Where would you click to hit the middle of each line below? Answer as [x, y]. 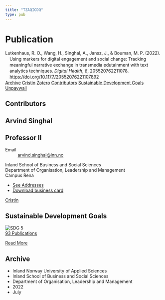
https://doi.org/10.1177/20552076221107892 [54, 77]
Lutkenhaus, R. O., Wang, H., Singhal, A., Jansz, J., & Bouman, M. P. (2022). [83, 53]
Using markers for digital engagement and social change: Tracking [78, 59]
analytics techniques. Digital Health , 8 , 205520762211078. [69, 71]
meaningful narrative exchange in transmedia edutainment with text [79, 65]
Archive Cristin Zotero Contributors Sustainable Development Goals [75, 83]
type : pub [15, 15]
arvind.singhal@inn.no [41, 155]
